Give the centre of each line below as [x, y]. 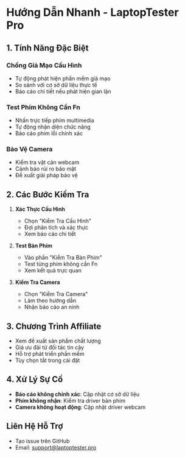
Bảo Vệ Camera [30, 149]
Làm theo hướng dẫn [50, 300]
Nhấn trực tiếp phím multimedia [54, 121]
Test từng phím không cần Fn [61, 264]
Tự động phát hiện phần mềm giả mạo [63, 78]
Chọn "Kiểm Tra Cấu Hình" [58, 221]
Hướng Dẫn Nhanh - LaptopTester [92, 12]
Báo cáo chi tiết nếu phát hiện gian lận [63, 91]
